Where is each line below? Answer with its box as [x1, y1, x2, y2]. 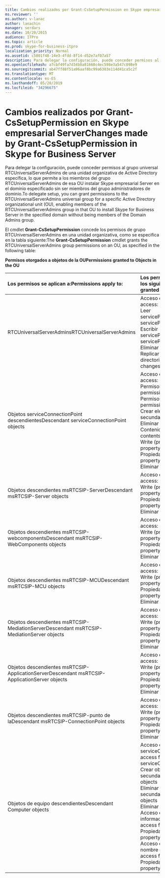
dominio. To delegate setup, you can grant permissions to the [5, 191, 128, 197]
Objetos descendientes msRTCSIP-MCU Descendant [7, 577, 129, 584]
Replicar [140, 350, 160, 357]
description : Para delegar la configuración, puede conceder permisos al [5, 58, 160, 63]
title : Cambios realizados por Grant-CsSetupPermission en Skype [5, 7, 141, 12]
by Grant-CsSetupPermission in [5, 138, 137, 149]
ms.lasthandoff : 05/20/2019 [5, 80, 63, 85]
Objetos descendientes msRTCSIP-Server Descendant [7, 487, 133, 494]
